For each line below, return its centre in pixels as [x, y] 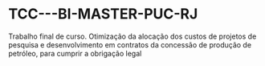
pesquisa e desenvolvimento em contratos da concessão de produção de [130, 44]
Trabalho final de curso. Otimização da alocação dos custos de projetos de [132, 36]
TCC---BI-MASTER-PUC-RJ [103, 14]
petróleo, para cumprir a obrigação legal [75, 53]
